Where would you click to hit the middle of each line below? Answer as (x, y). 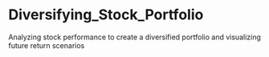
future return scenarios (47, 45)
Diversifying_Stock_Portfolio (106, 15)
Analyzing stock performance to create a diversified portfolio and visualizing (134, 37)
